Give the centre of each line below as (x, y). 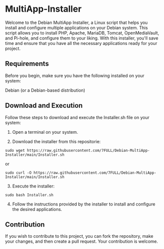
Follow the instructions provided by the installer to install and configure (84, 204)
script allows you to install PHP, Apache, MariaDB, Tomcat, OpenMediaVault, (82, 33)
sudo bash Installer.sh (29, 195)
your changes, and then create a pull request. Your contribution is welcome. (82, 241)
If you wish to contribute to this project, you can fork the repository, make (79, 236)
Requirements (27, 64)
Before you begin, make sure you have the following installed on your (75, 75)
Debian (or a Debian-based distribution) (45, 90)
